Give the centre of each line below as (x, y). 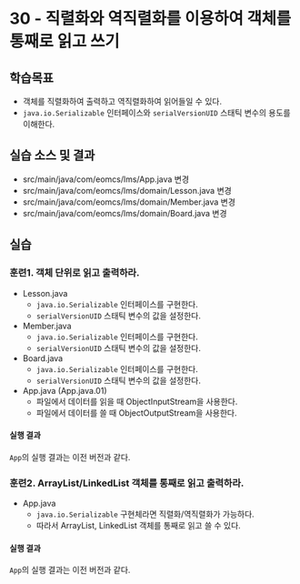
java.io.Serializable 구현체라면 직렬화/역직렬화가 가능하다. (145, 514)
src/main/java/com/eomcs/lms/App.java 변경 (105, 179)
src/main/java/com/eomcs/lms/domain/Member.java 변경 (129, 202)
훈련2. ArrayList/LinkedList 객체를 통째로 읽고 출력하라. (127, 483)
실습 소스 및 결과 (52, 156)
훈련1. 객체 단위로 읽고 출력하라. (75, 273)
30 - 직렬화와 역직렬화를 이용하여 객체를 (150, 19)
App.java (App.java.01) (65, 390)
